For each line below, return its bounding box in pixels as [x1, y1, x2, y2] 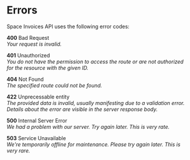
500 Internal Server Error [6, 117, 68, 124]
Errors [6, 4, 37, 17]
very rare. [6, 147, 30, 154]
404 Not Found [6, 76, 44, 83]
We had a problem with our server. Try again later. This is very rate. [6, 123, 170, 130]
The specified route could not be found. [6, 81, 102, 88]
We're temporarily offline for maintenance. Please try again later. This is [6, 141, 181, 148]
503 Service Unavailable [6, 134, 66, 141]
